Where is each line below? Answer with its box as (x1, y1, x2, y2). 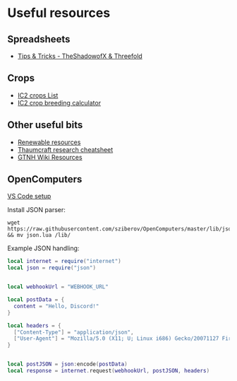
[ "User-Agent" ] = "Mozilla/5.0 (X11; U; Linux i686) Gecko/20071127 (13, 335, 219, 342)
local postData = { (7, 296, 65, 303)
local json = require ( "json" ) (7, 264, 97, 271)
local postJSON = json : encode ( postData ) (7, 361, 128, 368)
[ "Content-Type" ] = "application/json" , (13, 329, 134, 336)
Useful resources (7, 5, 111, 21)
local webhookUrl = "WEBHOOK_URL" (7, 283, 109, 291)
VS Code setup (7, 192, 51, 201)
